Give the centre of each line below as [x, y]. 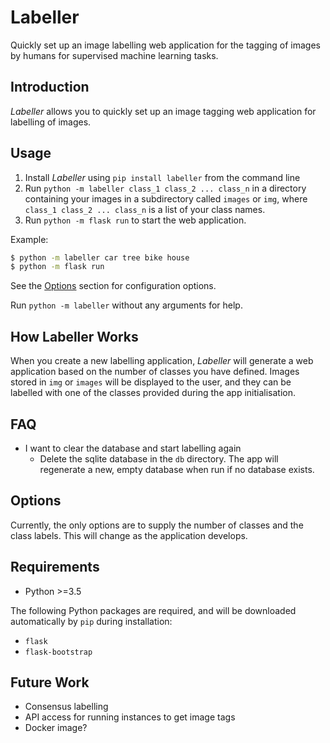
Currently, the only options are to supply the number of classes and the [157, 525]
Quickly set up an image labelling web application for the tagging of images [166, 45]
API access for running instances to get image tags [130, 717]
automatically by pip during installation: [91, 621]
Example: [29, 239]
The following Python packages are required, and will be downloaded [153, 610]
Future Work [50, 682]
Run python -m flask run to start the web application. [135, 220]
